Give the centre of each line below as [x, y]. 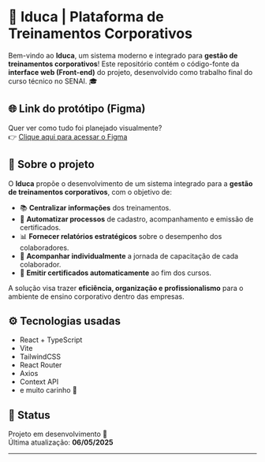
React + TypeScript [51, 340]
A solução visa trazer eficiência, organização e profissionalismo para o [126, 288]
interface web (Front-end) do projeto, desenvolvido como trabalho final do [131, 72]
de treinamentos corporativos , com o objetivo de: [90, 192]
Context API [39, 382]
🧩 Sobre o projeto [51, 164]
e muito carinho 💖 [48, 390]
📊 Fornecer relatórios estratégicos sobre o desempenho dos [121, 236]
